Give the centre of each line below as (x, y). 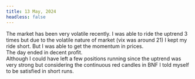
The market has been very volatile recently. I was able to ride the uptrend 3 (97, 33)
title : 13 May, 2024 (31, 11)
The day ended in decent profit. (44, 52)
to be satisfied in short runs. (40, 71)
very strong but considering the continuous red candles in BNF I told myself (97, 64)
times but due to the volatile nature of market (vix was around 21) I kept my (97, 40)
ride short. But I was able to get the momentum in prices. (75, 46)
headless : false (26, 17)
